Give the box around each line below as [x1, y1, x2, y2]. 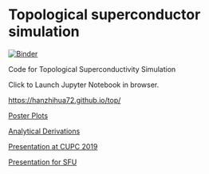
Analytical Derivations [8, 126, 81, 136]
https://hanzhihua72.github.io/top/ [8, 95, 121, 105]
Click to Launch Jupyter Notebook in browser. [8, 80, 160, 89]
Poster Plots [8, 110, 49, 121]
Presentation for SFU [8, 157, 77, 167]
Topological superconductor [8, 6, 201, 24]
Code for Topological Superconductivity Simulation [8, 64, 176, 73]
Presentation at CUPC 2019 [8, 141, 98, 151]
